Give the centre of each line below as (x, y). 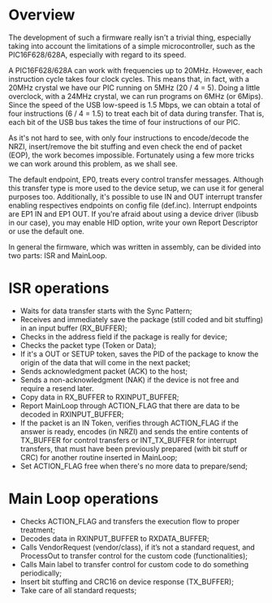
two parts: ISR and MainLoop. (58, 255)
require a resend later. (57, 388)
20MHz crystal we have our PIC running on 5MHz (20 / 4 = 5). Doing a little (134, 88)
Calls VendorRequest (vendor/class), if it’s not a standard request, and (138, 547)
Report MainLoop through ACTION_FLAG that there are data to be (130, 405)
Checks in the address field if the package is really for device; (123, 336)
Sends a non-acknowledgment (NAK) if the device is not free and (130, 380)
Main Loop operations (84, 499)
